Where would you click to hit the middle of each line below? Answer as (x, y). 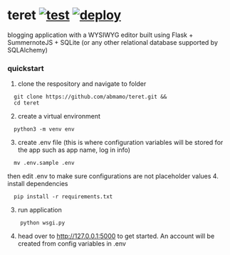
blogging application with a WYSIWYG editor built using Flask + (100, 35)
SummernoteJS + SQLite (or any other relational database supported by (113, 42)
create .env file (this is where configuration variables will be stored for (120, 143)
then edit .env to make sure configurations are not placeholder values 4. (113, 176)
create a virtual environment (59, 116)
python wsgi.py (43, 223)
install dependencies (38, 184)
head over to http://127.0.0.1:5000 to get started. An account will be (116, 236)
